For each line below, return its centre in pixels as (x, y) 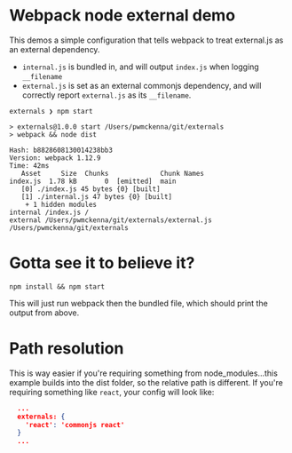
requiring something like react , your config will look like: (112, 392)
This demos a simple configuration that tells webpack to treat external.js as (146, 40)
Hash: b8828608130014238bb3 (61, 150)
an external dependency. (55, 49)
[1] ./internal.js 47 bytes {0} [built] (97, 196)
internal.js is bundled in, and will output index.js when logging (140, 67)
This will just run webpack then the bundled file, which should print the (138, 303)
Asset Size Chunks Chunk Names (112, 173)
